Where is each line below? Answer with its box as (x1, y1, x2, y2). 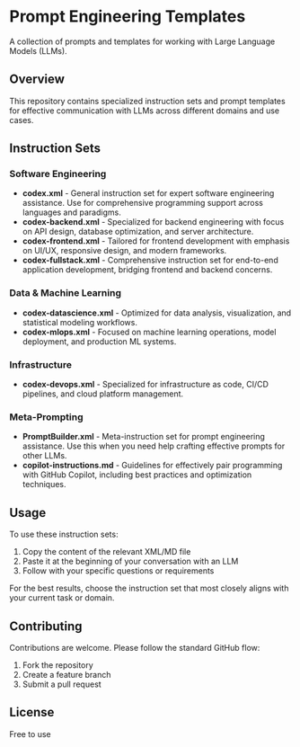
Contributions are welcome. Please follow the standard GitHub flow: (9, 642, 260, 653)
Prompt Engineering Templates (9, 6, 246, 27)
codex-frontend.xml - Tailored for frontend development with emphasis (22, 236, 290, 246)
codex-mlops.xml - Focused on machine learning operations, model (22, 326, 277, 337)
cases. (9, 114, 34, 125)
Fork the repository (22, 659, 94, 671)
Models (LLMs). (9, 45, 67, 56)
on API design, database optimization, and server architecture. (22, 227, 254, 237)
